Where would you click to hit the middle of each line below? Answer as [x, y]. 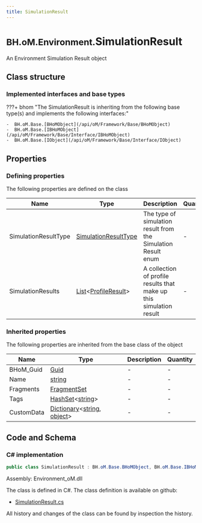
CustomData [27, 413]
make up [155, 291]
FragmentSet [69, 389]
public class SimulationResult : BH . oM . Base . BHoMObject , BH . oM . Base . [95, 467]
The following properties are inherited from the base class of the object [95, 345]
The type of [160, 214]
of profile [156, 276]
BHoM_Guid [26, 370]
